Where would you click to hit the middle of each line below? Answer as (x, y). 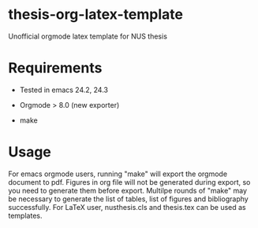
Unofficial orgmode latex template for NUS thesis (88, 36)
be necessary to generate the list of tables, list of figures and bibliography (128, 199)
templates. (25, 215)
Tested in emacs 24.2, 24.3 (64, 90)
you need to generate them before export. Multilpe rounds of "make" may (127, 190)
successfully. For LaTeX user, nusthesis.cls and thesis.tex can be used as (127, 207)
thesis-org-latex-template (96, 15)
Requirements (55, 68)
